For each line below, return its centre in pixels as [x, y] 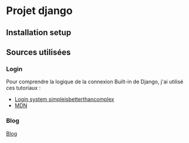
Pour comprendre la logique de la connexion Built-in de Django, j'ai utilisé [95, 82]
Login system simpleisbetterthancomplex [64, 99]
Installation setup [39, 33]
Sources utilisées [38, 52]
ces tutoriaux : [23, 88]
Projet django [39, 11]
